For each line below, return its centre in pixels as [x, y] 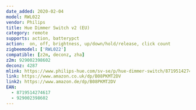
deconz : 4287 [22, 65]
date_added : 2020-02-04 [35, 11]
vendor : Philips [26, 22]
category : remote [27, 33]
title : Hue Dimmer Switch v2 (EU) [48, 28]
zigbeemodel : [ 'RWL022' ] [36, 49]
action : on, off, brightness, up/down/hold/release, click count [88, 44]
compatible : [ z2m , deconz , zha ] [45, 55]
